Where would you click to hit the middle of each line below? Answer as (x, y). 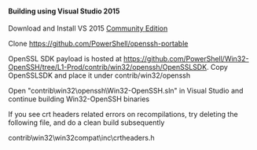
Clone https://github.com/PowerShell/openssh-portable (98, 44)
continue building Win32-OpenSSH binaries (79, 99)
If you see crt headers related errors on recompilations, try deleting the (123, 115)
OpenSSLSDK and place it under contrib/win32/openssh (99, 75)
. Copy (217, 68)
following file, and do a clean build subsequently (86, 123)
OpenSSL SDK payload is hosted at (65, 59)
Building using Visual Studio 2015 (64, 11)
